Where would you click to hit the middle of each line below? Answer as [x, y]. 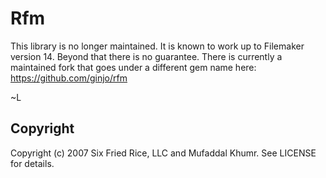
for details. [32, 163]
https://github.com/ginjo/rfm [69, 78]
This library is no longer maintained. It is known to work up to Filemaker [157, 46]
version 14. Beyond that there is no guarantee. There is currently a [146, 56]
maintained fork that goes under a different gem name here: [133, 67]
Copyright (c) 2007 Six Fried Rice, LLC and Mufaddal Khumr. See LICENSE [163, 153]
